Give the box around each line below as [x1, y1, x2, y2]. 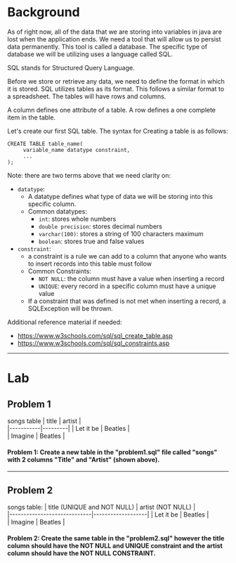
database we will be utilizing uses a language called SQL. [7, 50, 173, 58]
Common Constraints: [27, 266, 91, 275]
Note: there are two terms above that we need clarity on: [7, 171, 171, 179]
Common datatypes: [27, 207, 88, 215]
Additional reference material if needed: [7, 318, 122, 326]
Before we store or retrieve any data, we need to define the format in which [7, 77, 225, 85]
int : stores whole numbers [38, 214, 117, 223]
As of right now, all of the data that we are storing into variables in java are [7, 27, 223, 36]
